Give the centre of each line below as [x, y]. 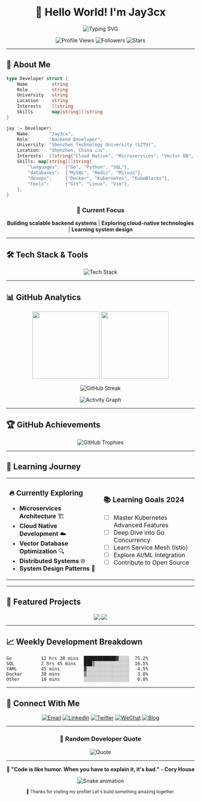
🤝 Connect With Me [43, 703]
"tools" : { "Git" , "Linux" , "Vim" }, [79, 184]
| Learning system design [100, 230]
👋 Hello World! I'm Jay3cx [100, 12]
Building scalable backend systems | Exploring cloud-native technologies [100, 223]
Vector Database [44, 543]
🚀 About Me [28, 65]
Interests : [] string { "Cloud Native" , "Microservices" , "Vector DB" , [106, 156]
